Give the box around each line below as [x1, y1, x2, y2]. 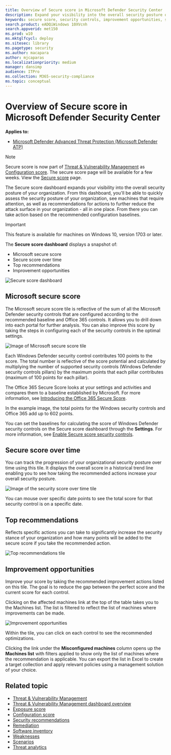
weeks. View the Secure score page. [5, 174, 82, 180]
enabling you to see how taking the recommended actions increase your [5, 470, 157, 477]
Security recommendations [12, 717, 70, 723]
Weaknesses [12, 733, 40, 739]
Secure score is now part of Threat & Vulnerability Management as [5, 163, 145, 170]
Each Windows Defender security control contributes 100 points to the [5, 352, 153, 359]
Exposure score [12, 706, 46, 712]
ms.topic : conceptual [5, 79, 51, 84]
